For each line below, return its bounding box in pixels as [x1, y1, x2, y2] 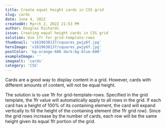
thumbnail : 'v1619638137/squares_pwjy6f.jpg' [5, 40, 101, 45]
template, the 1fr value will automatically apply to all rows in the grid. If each [5, 97, 161, 103]
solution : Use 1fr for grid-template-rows [5, 35, 95, 40]
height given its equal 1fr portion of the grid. [5, 118, 96, 124]
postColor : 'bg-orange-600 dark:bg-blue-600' [5, 49, 101, 54]
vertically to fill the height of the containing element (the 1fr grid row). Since [5, 108, 161, 114]
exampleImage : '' [5, 53, 41, 59]
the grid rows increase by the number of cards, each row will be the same [5, 113, 157, 119]
